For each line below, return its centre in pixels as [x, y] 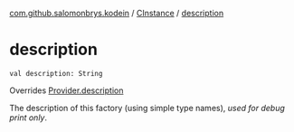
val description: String [56, 73]
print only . [28, 118]
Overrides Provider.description [66, 90]
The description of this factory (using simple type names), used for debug [147, 108]
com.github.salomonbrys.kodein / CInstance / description [117, 13]
